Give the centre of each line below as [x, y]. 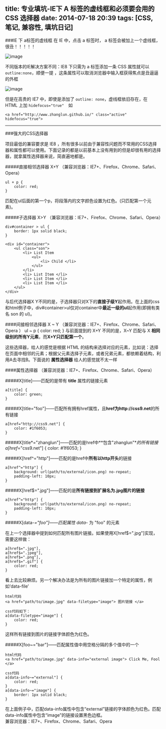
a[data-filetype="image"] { [34, 615]
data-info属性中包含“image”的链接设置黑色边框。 [55, 715]
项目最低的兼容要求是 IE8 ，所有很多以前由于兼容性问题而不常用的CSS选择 [81, 144]
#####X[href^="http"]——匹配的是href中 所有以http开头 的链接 [68, 458]
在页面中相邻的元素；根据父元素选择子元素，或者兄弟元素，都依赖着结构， [81, 353]
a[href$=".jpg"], [23, 548]
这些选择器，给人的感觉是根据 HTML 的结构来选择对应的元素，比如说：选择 [82, 347]
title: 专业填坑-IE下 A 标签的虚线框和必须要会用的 [80, 9]
